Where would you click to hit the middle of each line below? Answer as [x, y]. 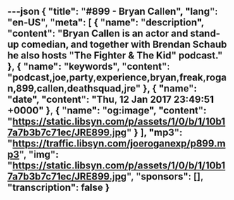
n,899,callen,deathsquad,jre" [74, 88]
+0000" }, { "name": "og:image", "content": [107, 111]
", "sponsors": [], [165, 176]
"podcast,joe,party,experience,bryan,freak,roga [117, 78]
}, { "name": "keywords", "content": [89, 67]
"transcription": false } [58, 188]
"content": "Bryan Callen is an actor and [98, 33]
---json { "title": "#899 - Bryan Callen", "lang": [113, 12]
